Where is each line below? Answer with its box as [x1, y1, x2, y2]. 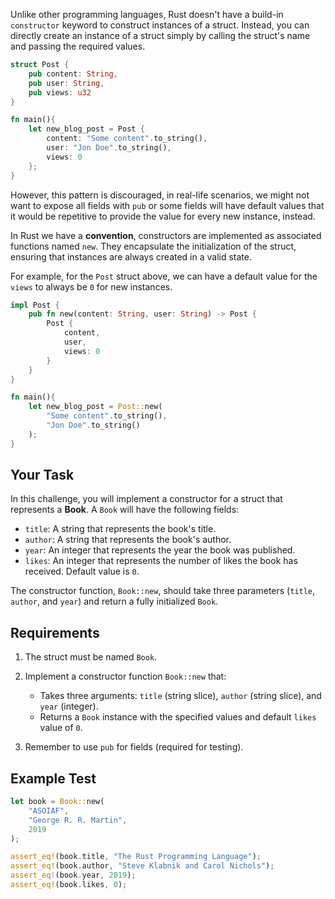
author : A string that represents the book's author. [24, 534, 232, 546]
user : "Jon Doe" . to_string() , [46, 143, 172, 153]
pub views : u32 [28, 87, 92, 98]
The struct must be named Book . [24, 651, 158, 663]
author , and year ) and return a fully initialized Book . [10, 595, 219, 608]
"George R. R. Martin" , [28, 815, 128, 825]
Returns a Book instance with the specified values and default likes [39, 711, 317, 723]
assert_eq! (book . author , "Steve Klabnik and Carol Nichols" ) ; [10, 861, 275, 871]
